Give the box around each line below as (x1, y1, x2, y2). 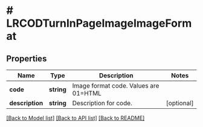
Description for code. (72, 99, 133, 107)
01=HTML (72, 89, 101, 97)
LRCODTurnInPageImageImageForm (6, 16, 192, 30)
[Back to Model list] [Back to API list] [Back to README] (6, 114, 145, 122)
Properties (6, 53, 47, 63)
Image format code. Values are (72, 82, 159, 90)
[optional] (166, 99, 194, 107)
